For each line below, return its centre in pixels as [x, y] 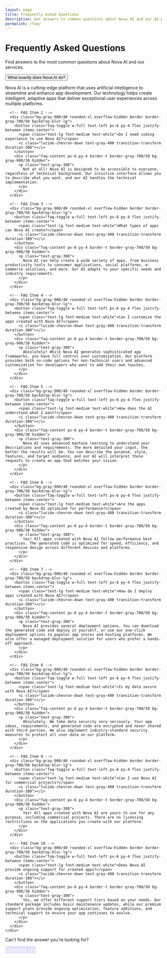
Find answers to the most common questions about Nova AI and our [75, 62]
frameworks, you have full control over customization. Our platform [79, 356]
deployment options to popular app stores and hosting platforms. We [79, 635]
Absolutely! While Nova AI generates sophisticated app [82, 352]
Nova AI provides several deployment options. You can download [91, 626]
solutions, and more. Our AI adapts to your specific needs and [93, 269]
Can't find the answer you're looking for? [47, 940]
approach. [24, 644]
